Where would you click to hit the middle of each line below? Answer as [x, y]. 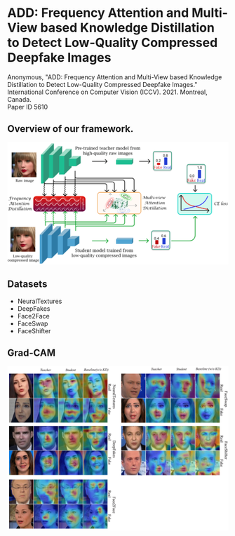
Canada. [19, 99]
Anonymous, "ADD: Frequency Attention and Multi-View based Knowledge [115, 77]
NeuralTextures [40, 301]
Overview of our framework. [70, 129]
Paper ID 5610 [28, 107]
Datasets [27, 284]
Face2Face [34, 316]
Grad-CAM [32, 353]
